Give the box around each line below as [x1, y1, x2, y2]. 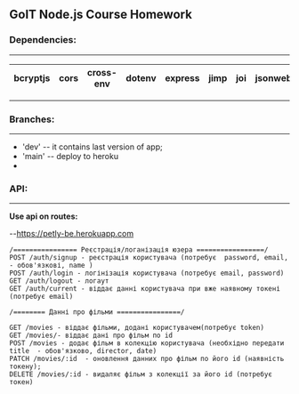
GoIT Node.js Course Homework [9, 7, 193, 22]
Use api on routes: [9, 211, 78, 221]
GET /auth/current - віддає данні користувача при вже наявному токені [9, 285, 280, 293]
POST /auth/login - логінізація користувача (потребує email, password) [9, 269, 285, 278]
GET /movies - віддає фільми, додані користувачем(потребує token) [9, 324, 265, 333]
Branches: [9, 113, 55, 125]
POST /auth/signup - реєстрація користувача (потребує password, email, [9, 253, 289, 262]
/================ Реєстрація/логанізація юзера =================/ [9, 245, 269, 254]
